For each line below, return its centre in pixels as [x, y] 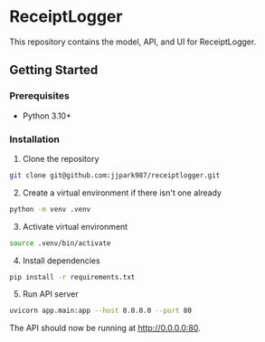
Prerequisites [39, 96]
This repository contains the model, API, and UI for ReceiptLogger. [133, 42]
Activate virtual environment [75, 226]
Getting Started [54, 70]
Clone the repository [61, 158]
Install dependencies [62, 261]
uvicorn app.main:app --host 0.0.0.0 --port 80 [101, 311]
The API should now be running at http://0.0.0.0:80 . [105, 328]
